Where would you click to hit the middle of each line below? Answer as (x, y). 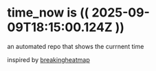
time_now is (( (48, 13)
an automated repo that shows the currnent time (76, 46)
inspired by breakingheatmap (49, 59)
